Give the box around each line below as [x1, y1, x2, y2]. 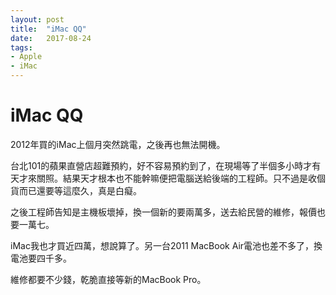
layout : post [10, 14, 65, 25]
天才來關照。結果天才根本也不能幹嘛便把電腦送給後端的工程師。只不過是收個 [10, 172, 326, 184]
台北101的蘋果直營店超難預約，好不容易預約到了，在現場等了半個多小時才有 [10, 159, 322, 171]
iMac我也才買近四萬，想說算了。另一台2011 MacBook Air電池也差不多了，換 [10, 239, 323, 251]
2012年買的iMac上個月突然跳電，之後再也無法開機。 [10, 138, 226, 150]
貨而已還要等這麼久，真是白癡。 [10, 184, 142, 196]
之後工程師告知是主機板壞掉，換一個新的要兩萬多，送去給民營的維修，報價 [10, 206, 317, 218]
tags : [10, 42, 33, 53]
